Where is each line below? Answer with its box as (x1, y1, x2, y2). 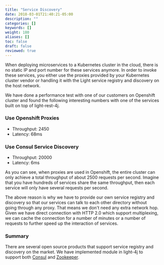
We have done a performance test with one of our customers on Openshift (5, 92, 155, 98)
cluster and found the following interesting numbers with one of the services (5, 97, 159, 103)
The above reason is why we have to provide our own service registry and (5, 194, 155, 200)
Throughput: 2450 (12, 126, 49, 132)
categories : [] (5, 21, 36, 26)
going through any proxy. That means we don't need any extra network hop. (5, 205, 159, 211)
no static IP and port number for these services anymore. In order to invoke (5, 67, 157, 73)
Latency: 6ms (12, 160, 40, 166)
